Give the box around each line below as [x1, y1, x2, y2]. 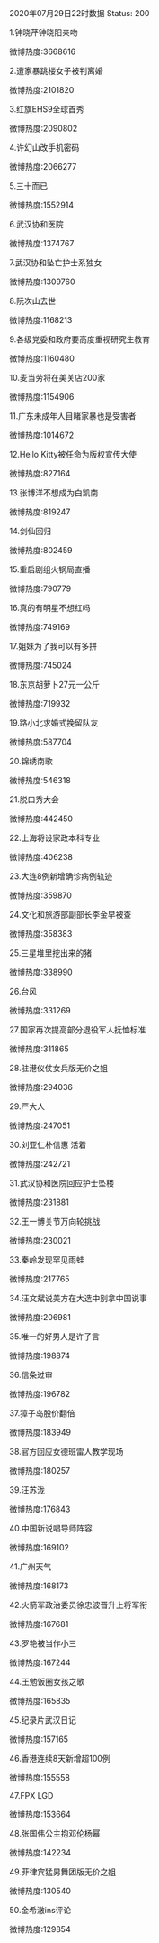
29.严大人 [9, 1101, 45, 1112]
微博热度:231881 [9, 1197, 69, 1207]
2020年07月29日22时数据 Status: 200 [9, 8, 150, 18]
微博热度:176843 [9, 1504, 71, 1514]
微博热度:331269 [9, 1005, 71, 1015]
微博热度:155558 [9, 1772, 70, 1782]
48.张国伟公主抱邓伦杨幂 [9, 1828, 101, 1838]
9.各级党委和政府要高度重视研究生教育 [9, 334, 151, 345]
